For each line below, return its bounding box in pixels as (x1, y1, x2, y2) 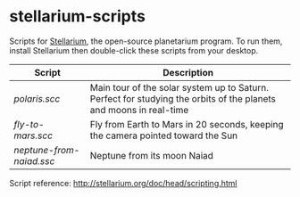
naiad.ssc (13, 154, 55, 167)
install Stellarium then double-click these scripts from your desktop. (9, 45, 259, 55)
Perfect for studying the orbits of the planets (89, 92, 277, 104)
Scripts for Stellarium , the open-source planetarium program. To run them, (9, 36, 283, 46)
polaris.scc (13, 92, 61, 104)
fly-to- (13, 118, 45, 130)
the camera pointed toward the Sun (89, 129, 238, 142)
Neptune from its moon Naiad (89, 149, 214, 161)
